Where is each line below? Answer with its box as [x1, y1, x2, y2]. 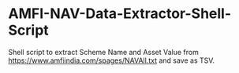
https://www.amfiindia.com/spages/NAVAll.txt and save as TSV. [8, 56, 215, 65]
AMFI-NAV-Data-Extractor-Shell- [8, 5, 232, 23]
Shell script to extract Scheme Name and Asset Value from [8, 47, 199, 57]
